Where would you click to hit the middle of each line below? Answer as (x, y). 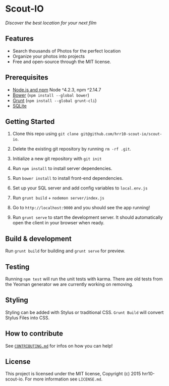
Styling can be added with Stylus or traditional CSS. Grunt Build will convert (84, 312)
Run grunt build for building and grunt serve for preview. (65, 251)
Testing (17, 267)
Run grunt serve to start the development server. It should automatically (88, 217)
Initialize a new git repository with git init (57, 159)
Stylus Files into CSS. (27, 318)
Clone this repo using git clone (46, 134)
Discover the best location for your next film (51, 23)
